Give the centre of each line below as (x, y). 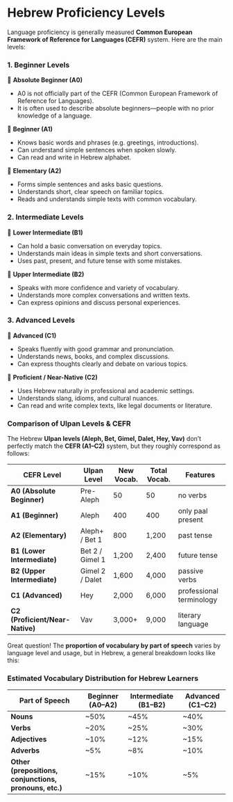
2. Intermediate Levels (46, 217)
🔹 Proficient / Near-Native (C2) (53, 377)
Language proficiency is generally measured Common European (100, 32)
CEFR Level (42, 475)
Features (200, 475)
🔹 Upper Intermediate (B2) (46, 274)
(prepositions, (34, 771)
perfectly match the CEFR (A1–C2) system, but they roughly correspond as (114, 446)
